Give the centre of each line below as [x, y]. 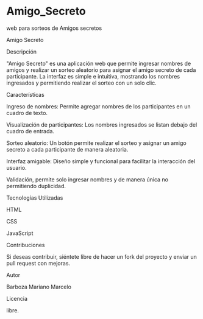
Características [25, 94]
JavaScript [20, 233]
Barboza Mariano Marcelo [39, 287]
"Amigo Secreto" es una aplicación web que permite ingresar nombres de [99, 63]
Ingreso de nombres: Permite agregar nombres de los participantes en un [98, 106]
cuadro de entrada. [30, 131]
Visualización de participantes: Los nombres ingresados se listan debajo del [102, 124]
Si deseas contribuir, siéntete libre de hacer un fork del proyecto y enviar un [101, 256]
